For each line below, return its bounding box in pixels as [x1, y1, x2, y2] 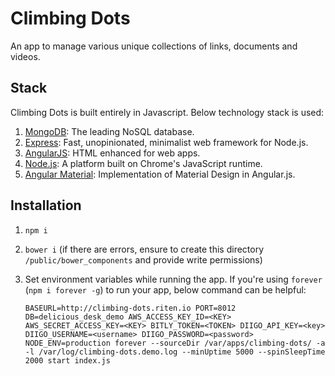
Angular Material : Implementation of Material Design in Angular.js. [24, 168, 296, 180]
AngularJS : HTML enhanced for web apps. [24, 147, 201, 159]
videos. [10, 50, 41, 62]
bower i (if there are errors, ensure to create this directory [24, 243, 265, 255]
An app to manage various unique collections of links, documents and [10, 40, 298, 52]
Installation [10, 197, 82, 214]
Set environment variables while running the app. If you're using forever [24, 273, 323, 285]
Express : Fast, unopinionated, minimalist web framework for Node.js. [24, 136, 309, 148]
